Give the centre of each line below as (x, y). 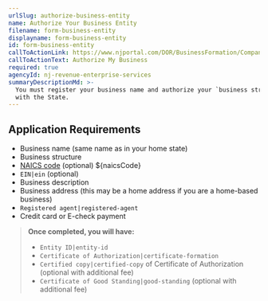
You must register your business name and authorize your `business (132, 90)
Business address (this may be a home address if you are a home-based (139, 191)
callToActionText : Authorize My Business (78, 61)
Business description (54, 182)
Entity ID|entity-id (74, 248)
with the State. (42, 97)
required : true (33, 68)
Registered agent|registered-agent (79, 209)
